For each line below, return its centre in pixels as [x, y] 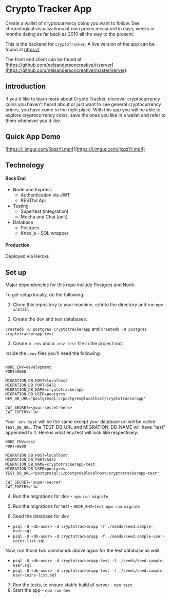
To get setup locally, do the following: [45, 295]
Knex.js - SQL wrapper [44, 233]
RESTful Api [33, 201]
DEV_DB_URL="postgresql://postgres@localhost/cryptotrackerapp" [75, 399]
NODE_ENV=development [28, 367]
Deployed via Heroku [27, 256]
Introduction [26, 86]
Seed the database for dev [41, 516]
